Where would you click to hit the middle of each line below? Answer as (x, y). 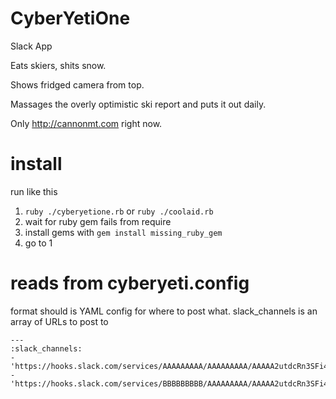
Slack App (31, 46)
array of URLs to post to (59, 321)
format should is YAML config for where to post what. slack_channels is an (164, 311)
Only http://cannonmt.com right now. (86, 123)
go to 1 (38, 243)
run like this (34, 191)
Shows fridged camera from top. (77, 84)
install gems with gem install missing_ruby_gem (123, 232)
